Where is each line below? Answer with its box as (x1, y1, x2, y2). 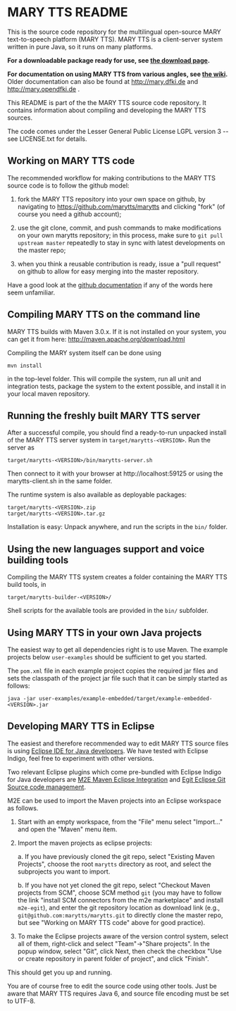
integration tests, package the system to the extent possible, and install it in (7, 382, 227, 390)
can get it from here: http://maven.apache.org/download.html (7, 335, 185, 343)
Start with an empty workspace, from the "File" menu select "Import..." (17, 817, 223, 826)
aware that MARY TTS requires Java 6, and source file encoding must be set (7, 989, 230, 998)
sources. (7, 113, 33, 122)
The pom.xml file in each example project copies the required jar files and (7, 666, 218, 675)
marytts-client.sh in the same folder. (7, 477, 113, 485)
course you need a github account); (17, 209, 122, 218)
